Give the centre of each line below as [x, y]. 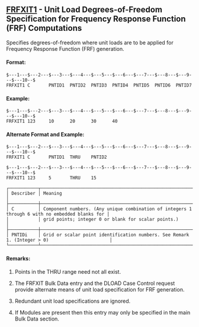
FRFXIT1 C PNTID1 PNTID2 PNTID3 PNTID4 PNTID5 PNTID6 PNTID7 [99, 85]
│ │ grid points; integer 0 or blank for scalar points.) [92, 219]
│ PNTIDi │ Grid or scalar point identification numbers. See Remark [98, 235]
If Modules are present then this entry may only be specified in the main [102, 312]
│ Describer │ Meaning [34, 194]
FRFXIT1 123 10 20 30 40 [62, 121]
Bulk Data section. [37, 319]
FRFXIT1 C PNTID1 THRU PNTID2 [57, 157]
